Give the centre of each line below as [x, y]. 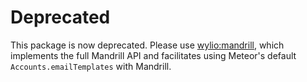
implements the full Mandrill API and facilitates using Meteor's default [153, 55]
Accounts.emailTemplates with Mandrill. [91, 66]
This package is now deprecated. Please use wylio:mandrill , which [147, 45]
